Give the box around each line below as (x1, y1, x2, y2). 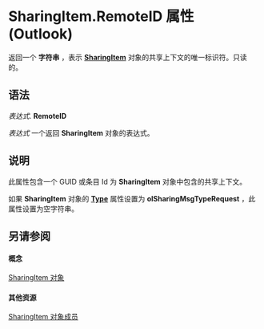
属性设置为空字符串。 (8, 204, 78, 213)
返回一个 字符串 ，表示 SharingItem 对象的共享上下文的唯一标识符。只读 (8, 52, 248, 62)
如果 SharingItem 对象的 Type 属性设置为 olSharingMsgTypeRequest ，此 (8, 193, 256, 203)
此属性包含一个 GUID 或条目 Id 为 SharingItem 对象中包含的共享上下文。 (8, 177, 247, 186)
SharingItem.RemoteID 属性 (8, 7, 194, 26)
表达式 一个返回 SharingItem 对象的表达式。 (8, 128, 154, 137)
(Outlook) (8, 25, 74, 43)
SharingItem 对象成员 (8, 312, 78, 322)
